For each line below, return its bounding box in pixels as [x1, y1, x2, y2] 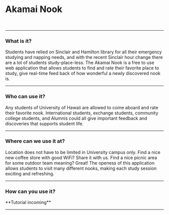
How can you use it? [5, 188, 56, 195]
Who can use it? [5, 93, 45, 100]
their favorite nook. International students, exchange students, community [5, 110, 158, 116]
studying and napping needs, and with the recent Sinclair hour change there [5, 54, 163, 60]
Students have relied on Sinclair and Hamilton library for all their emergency [5, 49, 162, 55]
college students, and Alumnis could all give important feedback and [5, 115, 147, 121]
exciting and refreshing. [5, 170, 54, 177]
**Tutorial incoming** [5, 199, 51, 205]
